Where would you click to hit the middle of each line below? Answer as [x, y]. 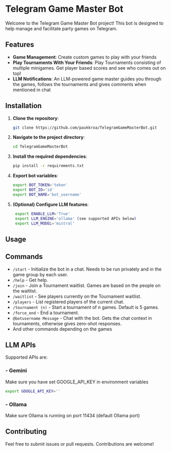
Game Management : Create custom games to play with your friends [84, 57]
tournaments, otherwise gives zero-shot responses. [67, 323]
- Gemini [16, 371]
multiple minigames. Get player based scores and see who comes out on [89, 68]
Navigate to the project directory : [49, 137]
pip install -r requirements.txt [48, 166]
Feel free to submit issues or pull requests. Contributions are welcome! [80, 444]
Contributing [26, 432]
